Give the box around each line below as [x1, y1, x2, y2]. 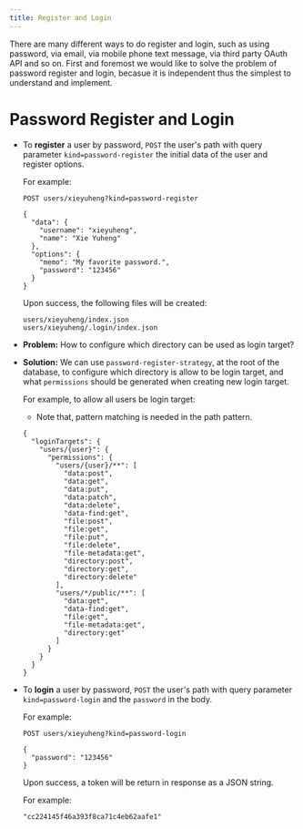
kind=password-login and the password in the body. [22, 693, 213, 704]
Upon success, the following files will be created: [22, 297, 207, 308]
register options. [22, 159, 85, 169]
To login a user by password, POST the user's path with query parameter [22, 684, 293, 695]
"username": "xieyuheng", [39, 225, 138, 235]
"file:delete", [63, 540, 121, 549]
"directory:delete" [63, 572, 138, 581]
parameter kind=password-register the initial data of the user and [22, 148, 268, 159]
